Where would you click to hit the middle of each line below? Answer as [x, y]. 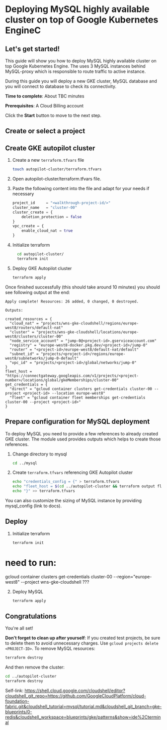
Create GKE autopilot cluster [50, 148]
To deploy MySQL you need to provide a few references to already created [82, 433]
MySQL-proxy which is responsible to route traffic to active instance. [75, 71]
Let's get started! [33, 49]
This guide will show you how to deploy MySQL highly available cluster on [81, 61]
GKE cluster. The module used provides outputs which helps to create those [83, 439]
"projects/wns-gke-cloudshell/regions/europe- [90, 323]
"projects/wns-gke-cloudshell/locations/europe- [88, 332]
